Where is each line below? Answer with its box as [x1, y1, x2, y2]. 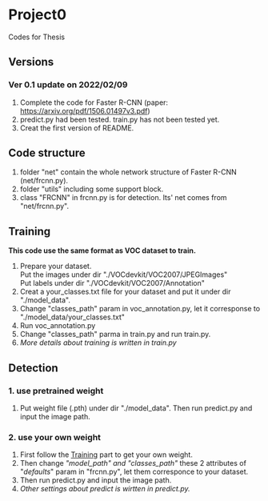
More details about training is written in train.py [19, 338, 178, 347]
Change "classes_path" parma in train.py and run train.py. [19, 330, 211, 339]
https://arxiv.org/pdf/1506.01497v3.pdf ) [19, 106, 150, 115]
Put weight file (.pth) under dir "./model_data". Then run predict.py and [19, 403, 253, 413]
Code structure [8, 146, 86, 160]
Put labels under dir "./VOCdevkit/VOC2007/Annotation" [19, 279, 206, 288]
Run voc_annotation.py [19, 321, 96, 331]
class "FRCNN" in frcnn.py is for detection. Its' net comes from [19, 193, 227, 202]
